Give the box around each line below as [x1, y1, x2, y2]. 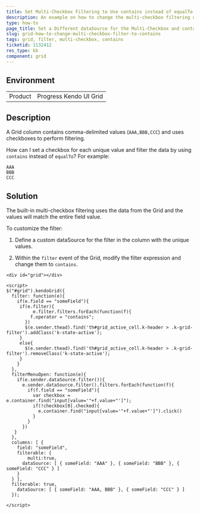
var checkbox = [32, 393, 70, 399]
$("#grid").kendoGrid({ [6, 288, 65, 294]
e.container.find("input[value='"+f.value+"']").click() [37, 408, 183, 414]
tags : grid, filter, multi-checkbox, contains [6, 36, 124, 42]
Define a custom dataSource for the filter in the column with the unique [14, 237, 189, 244]
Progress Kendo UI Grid [37, 92, 103, 100]
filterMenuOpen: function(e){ [11, 372, 86, 378]
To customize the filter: [6, 225, 63, 232]
